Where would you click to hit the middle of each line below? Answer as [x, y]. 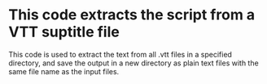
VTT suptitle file [64, 32]
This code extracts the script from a [132, 15]
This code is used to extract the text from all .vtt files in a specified [120, 54]
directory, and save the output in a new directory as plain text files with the [133, 63]
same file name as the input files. [64, 71]
